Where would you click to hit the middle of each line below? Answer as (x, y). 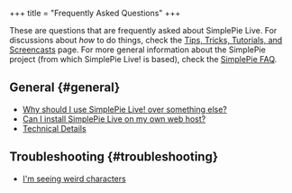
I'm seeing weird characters (74, 179)
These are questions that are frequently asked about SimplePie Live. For (143, 30)
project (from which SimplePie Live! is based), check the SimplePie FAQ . (143, 59)
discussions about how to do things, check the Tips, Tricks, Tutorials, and (146, 40)
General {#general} (65, 88)
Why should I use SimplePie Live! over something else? (124, 109)
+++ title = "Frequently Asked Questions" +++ (95, 13)
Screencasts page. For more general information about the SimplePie (137, 50)
